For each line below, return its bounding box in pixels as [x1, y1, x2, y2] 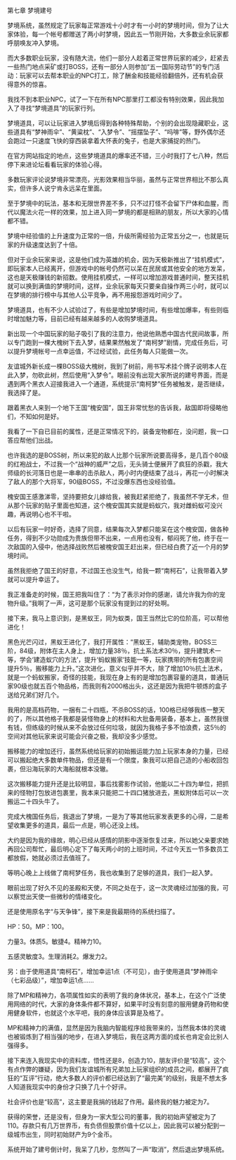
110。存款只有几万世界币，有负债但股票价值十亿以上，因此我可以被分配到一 [7, 1121, 226, 1130]
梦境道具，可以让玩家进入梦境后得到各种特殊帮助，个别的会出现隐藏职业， [7, 119, 223, 127]
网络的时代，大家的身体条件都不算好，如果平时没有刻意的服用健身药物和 [13, 1000, 223, 1008]
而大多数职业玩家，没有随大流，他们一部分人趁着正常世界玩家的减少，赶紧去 [7, 54, 229, 62]
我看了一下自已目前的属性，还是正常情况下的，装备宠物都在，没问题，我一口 [7, 427, 229, 436]
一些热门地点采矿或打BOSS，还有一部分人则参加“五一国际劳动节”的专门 [7, 63, 214, 70]
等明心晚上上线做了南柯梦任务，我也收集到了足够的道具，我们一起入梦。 [7, 869, 216, 877]
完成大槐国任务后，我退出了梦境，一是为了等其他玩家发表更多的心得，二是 [7, 813, 223, 820]
